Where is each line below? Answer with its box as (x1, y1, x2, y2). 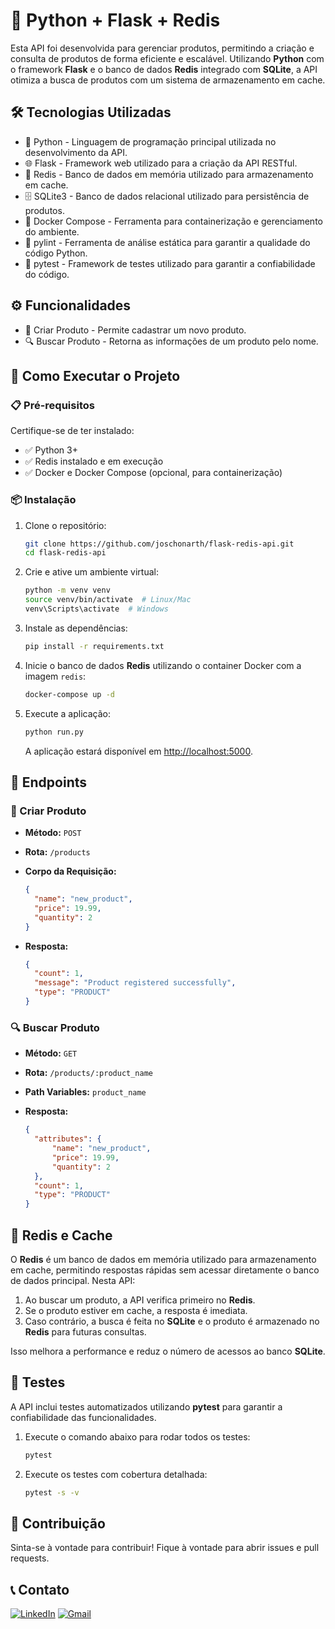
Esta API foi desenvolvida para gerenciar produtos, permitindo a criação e (10, 42, 315, 54)
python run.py (24, 727, 84, 737)
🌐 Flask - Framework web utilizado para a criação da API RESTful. (24, 157, 298, 169)
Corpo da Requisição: (24, 865, 117, 878)
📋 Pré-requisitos (10, 398, 95, 412)
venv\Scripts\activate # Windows (24, 604, 169, 614)
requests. (10, 1552, 50, 1564)
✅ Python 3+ (24, 444, 78, 456)
